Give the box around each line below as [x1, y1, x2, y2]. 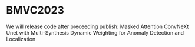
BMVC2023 [6, 4, 65, 17]
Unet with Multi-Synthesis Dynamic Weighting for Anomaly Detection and [6, 29, 184, 36]
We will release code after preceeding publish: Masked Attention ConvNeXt [6, 23, 189, 30]
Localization [6, 35, 36, 42]
